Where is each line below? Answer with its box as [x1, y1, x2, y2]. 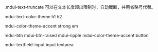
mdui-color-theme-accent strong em [4, 23, 78, 29]
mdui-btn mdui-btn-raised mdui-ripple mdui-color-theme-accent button [4, 33, 149, 38]
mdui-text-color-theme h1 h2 [4, 14, 62, 19]
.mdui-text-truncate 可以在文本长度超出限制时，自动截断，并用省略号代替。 [4, 4, 156, 10]
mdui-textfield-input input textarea [4, 42, 74, 47]
